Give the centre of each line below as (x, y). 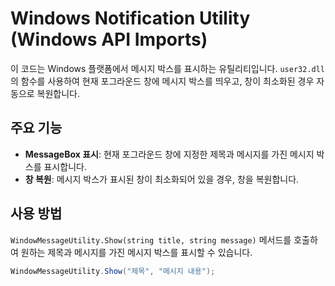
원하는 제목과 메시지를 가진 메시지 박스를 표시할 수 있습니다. (136, 252)
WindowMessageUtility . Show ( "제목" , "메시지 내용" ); (113, 271)
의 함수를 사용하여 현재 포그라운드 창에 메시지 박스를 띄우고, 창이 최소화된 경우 (162, 81)
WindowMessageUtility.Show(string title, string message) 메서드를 (151, 239)
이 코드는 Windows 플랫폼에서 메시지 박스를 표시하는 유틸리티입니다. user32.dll (168, 68)
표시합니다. (65, 166)
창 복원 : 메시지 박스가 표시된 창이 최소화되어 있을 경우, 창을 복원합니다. (162, 179)
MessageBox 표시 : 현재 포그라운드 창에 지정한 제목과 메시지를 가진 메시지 (169, 154)
